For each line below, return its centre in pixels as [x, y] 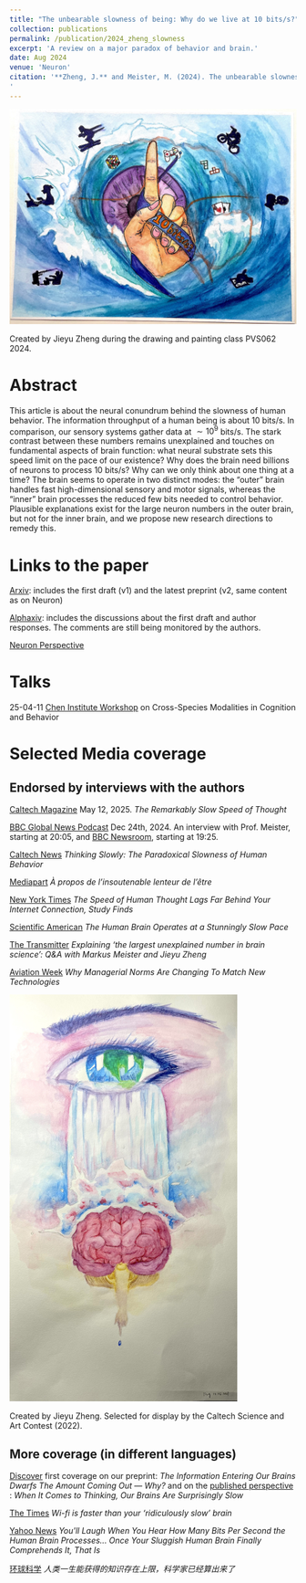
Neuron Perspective [47, 645]
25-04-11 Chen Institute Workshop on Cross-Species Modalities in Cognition [153, 708]
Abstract [43, 385]
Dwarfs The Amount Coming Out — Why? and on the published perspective [152, 1486]
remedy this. [33, 529]
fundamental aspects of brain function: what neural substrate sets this [141, 451]
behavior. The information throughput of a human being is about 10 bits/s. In [152, 420]
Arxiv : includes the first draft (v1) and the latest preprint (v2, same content [148, 591]
